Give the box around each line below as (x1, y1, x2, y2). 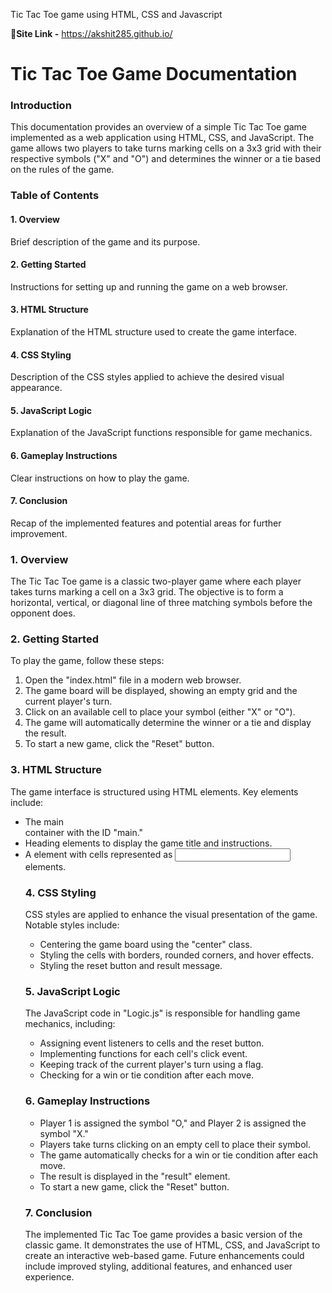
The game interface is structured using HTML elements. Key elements (10, 785, 299, 798)
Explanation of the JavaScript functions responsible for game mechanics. (10, 427, 313, 439)
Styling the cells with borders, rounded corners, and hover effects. (39, 949, 314, 961)
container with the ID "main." (24, 826, 144, 838)
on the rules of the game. (10, 164, 115, 176)
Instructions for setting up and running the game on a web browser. (10, 280, 288, 293)
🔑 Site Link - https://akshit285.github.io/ (10, 28, 173, 39)
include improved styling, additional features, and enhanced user (24, 1260, 293, 1272)
